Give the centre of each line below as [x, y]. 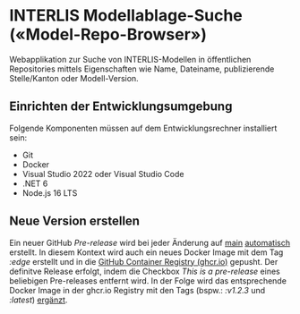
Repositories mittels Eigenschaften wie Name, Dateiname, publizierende [142, 69]
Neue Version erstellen [75, 221]
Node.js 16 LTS [50, 192]
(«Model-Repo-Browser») [108, 34]
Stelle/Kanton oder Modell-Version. [74, 78]
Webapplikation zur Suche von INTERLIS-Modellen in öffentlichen [130, 59]
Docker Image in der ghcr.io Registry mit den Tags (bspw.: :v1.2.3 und [137, 290]
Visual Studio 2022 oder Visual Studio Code [103, 174]
